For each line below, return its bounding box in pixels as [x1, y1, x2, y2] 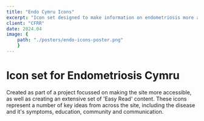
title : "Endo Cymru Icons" [6, 8, 75, 15]
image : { [6, 31, 29, 38]
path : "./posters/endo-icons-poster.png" [17, 37, 123, 43]
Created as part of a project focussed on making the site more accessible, [6, 88, 192, 96]
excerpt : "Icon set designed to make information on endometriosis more [6, 15, 194, 21]
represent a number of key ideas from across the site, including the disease [6, 101, 195, 109]
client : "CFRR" [6, 20, 45, 26]
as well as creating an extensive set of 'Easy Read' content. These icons [6, 95, 187, 102]
